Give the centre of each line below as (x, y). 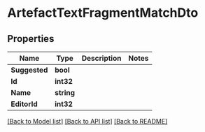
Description (101, 58)
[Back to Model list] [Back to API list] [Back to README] (87, 121)
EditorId (24, 104)
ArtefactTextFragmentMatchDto (103, 13)
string (65, 93)
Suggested (29, 70)
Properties (31, 39)
